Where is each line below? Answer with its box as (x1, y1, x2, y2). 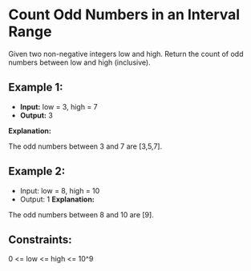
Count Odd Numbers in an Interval (8, 6, 241, 24)
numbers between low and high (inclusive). (8, 58, 151, 67)
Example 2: (8, 165, 66, 178)
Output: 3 (19, 110, 54, 120)
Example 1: (8, 81, 63, 94)
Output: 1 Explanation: (19, 194, 95, 204)
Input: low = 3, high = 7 (19, 102, 98, 111)
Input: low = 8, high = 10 (19, 185, 100, 195)
